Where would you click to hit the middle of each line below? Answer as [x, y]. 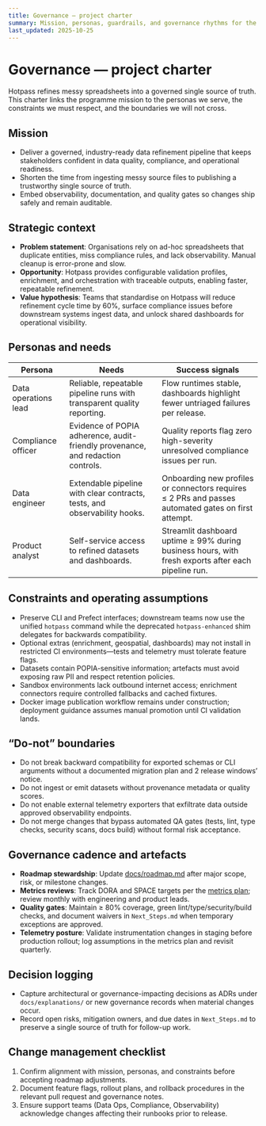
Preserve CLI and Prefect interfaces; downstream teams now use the [132, 617]
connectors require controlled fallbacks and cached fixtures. [118, 693]
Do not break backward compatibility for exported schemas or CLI [127, 762]
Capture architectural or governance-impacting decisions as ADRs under [139, 994]
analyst [26, 555]
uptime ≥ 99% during [201, 540]
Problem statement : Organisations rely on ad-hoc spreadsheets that [131, 246]
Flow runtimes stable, [201, 383]
